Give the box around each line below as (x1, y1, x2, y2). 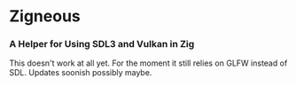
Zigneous (9, 6, 82, 27)
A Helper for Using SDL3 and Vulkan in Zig (9, 38, 195, 51)
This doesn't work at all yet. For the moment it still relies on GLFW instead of (9, 58, 288, 68)
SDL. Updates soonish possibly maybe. (9, 67, 152, 78)
